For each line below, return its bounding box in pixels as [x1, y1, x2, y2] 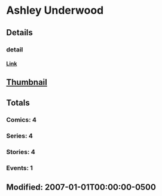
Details [6, 27, 33, 38]
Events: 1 [6, 164, 33, 172]
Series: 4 [6, 131, 33, 140]
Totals [6, 97, 30, 108]
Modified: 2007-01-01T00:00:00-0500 [6, 182, 157, 192]
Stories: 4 [6, 148, 36, 156]
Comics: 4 [6, 115, 37, 124]
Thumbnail [6, 77, 48, 87]
